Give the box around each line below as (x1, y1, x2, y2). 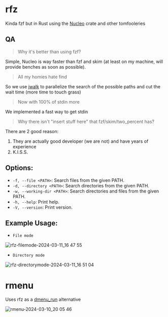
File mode (12, 233, 34, 238)
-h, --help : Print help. (12, 199, 60, 205)
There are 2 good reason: (5, 128, 59, 134)
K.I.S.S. (12, 149, 28, 155)
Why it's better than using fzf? (17, 48, 81, 54)
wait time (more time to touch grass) (5, 89, 81, 95)
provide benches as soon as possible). (5, 64, 86, 70)
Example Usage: (5, 218, 58, 227)
